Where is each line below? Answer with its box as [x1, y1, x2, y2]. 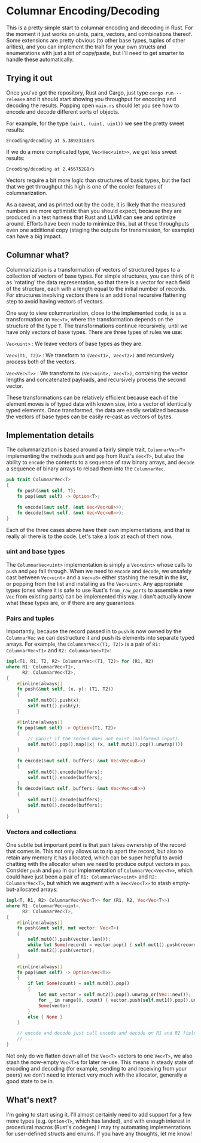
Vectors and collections [6, 828, 77, 836]
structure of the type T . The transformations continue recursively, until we [6, 322, 188, 329]
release [6, 96, 26, 102]
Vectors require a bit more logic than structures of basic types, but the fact [6, 177, 191, 184]
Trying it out [6, 73, 53, 83]
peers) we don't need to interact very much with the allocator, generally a [6, 1071, 187, 1078]
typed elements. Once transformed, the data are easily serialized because [6, 406, 189, 414]
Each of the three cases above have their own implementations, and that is [6, 526, 190, 533]
